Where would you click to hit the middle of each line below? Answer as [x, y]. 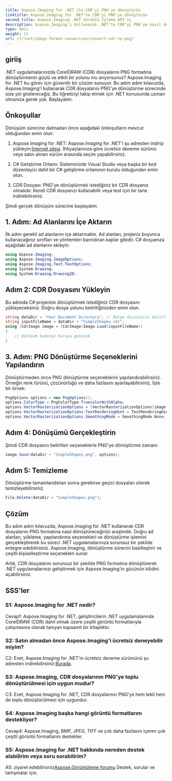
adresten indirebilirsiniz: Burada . [39, 664]
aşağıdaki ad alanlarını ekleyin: [38, 245]
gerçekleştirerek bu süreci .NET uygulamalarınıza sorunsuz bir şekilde [79, 543]
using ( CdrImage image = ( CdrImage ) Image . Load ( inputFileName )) [74, 327]
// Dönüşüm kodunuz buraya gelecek [52, 336]
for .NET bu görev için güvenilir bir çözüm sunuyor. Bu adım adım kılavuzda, [85, 83]
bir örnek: [16, 388]
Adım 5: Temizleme [37, 471]
